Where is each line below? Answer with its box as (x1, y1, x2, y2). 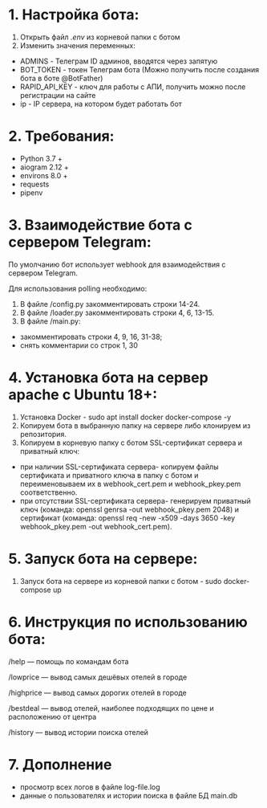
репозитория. (19, 429, 67, 439)
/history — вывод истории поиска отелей (8, 727, 148, 737)
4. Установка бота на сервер (8, 369, 208, 386)
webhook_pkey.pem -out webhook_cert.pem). (19, 521, 172, 531)
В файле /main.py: (19, 316, 82, 326)
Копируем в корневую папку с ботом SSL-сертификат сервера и (19, 438, 243, 447)
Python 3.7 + (19, 153, 63, 163)
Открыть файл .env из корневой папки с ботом (19, 32, 180, 42)
